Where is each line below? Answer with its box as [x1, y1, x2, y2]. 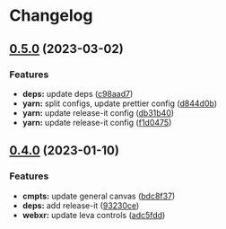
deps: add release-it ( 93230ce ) [22, 199, 140, 211]
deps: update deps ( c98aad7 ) [22, 88, 134, 99]
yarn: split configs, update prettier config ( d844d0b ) [22, 98, 218, 109]
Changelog [9, 5, 93, 26]
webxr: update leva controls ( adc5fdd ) [22, 209, 166, 220]
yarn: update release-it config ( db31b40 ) [22, 107, 175, 118]
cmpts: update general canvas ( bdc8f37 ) [22, 190, 176, 201]
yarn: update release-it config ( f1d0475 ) [22, 117, 172, 128]
